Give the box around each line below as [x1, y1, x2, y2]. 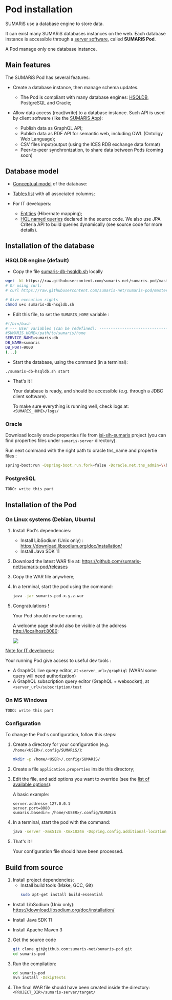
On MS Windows [5, 696, 48, 703]
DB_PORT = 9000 [5, 345, 33, 350]
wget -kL [5, 278, 24, 284]
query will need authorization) [12, 673, 76, 679]
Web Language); [20, 136, 56, 142]
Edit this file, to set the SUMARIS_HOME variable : [12, 311, 110, 317]
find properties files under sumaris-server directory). [5, 437, 117, 444]
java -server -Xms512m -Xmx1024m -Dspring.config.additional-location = [12, 829, 169, 835]
